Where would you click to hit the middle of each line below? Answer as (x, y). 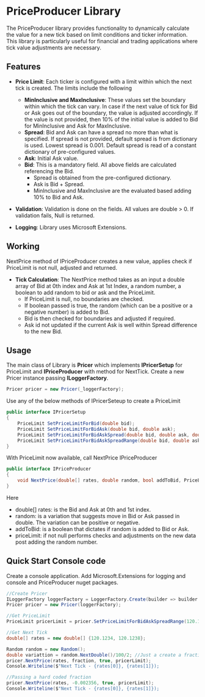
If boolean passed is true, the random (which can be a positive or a (109, 305)
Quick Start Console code (56, 561)
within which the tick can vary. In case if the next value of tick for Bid (111, 106)
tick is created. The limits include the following (74, 88)
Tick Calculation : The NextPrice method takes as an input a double (100, 280)
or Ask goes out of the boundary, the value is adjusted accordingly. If (111, 113)
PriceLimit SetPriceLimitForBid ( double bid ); (76, 424)
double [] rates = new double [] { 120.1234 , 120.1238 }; (76, 638)
